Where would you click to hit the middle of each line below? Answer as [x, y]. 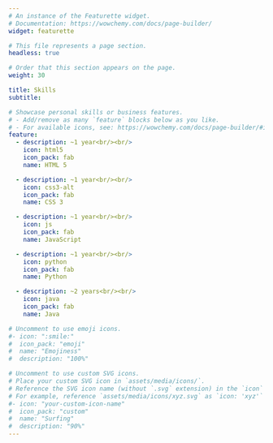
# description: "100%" [49, 359]
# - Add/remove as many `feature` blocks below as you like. [114, 120]
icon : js [38, 225]
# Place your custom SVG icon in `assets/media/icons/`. [107, 381]
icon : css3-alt [49, 187]
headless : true [34, 54]
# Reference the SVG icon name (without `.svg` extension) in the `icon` [136, 389]
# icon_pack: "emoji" [47, 344]
